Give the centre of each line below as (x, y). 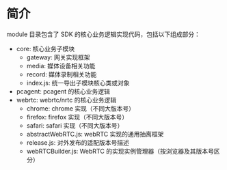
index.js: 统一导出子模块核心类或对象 (78, 83)
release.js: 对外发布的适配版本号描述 (78, 142)
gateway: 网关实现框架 (58, 57)
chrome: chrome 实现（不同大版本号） (80, 108)
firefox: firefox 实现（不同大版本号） (77, 117)
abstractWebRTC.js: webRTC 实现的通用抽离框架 (95, 134)
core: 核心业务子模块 (45, 48)
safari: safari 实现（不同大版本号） (75, 125)
